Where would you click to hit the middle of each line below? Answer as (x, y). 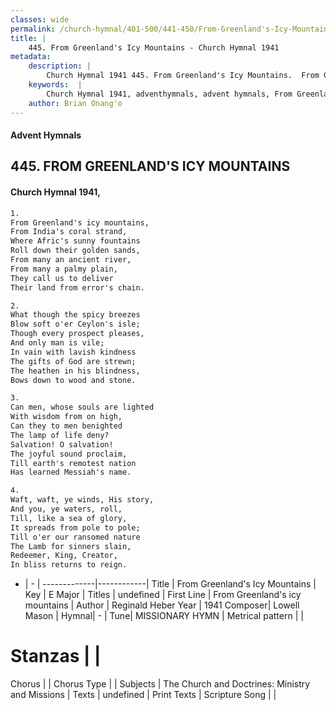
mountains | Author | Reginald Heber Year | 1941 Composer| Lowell (162, 605)
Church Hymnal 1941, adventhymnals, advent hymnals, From (169, 94)
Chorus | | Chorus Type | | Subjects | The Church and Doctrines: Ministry (160, 684)
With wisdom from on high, (66, 417)
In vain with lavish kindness (73, 352)
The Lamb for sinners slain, (71, 546)
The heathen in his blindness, (75, 371)
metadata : (31, 57)
